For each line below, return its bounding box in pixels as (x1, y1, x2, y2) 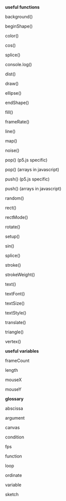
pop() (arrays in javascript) (5, 167, 60, 172)
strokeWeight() (5, 272, 35, 278)
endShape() (5, 100, 30, 106)
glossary (5, 396, 24, 401)
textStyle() (5, 310, 27, 316)
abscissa (5, 405, 23, 411)
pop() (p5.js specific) (5, 157, 48, 163)
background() (5, 14, 33, 19)
